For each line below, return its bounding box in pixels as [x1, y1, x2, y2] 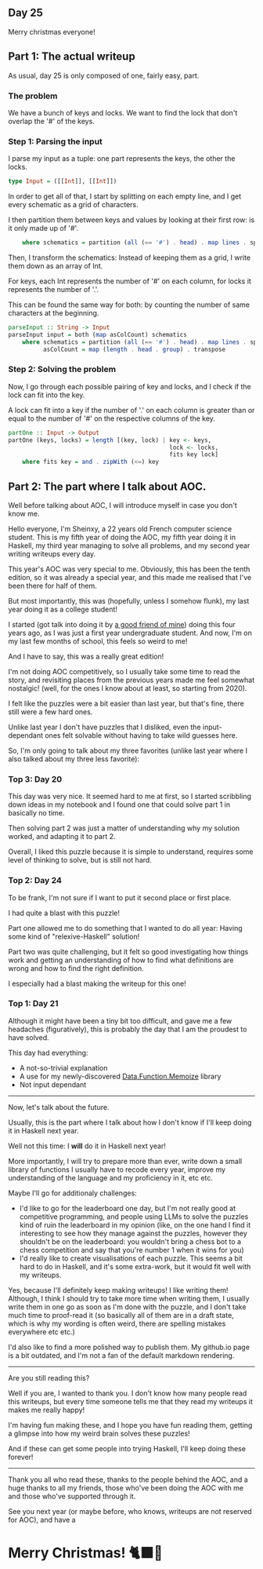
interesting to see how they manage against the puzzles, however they [19, 1228, 248, 1238]
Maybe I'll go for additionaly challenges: [8, 1188, 137, 1198]
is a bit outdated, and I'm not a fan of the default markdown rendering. [8, 1350, 235, 1360]
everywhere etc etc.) [8, 1326, 76, 1337]
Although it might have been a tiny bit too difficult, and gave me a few [8, 1016, 232, 1025]
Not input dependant [19, 1079, 87, 1089]
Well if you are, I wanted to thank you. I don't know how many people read [8, 1388, 247, 1398]
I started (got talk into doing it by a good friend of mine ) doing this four [8, 619, 236, 629]
